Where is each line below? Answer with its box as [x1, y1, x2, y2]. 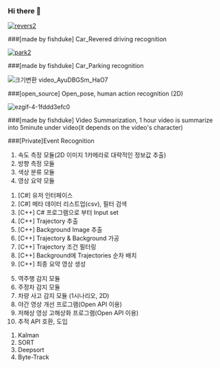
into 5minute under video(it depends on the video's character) [8, 124, 184, 132]
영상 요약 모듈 [17, 176, 55, 185]
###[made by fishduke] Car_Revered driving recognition [8, 35, 167, 43]
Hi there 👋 [8, 6, 42, 16]
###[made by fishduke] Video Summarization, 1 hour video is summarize [8, 116, 213, 124]
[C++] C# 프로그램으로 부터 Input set [17, 209, 119, 217]
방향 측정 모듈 [17, 159, 55, 168]
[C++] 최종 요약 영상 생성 [17, 260, 86, 268]
